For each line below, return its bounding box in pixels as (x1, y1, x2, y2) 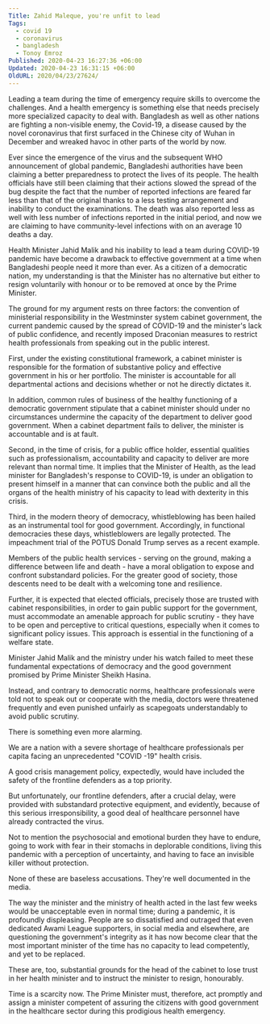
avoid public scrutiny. (8, 711, 79, 721)
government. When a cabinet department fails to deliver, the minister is (8, 420, 244, 430)
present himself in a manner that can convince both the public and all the (8, 479, 251, 489)
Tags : (8, 19, 27, 27)
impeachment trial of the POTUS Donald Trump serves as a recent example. (8, 537, 260, 547)
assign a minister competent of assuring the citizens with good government (8, 997, 260, 1007)
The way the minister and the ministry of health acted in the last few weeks (8, 897, 258, 907)
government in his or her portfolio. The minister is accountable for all (8, 370, 236, 380)
